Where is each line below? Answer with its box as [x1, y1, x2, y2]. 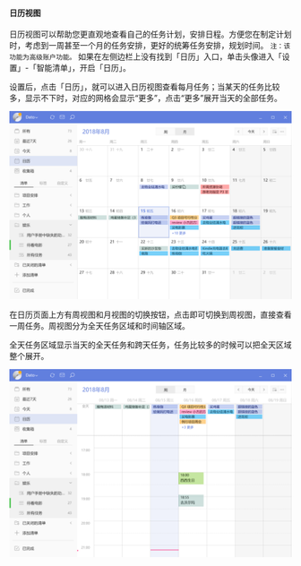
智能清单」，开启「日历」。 [36, 63, 132, 73]
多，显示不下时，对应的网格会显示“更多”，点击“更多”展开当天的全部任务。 [9, 93, 282, 104]
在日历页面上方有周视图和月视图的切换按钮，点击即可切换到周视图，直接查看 [9, 309, 292, 320]
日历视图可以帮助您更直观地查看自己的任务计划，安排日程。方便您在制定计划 [9, 29, 292, 39]
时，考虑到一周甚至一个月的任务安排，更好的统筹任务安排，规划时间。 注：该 [9, 40, 291, 51]
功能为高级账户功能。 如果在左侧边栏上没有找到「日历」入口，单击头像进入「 [9, 51, 282, 62]
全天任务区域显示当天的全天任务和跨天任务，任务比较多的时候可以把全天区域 [9, 339, 292, 350]
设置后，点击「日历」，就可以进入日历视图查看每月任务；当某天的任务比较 [9, 81, 280, 92]
